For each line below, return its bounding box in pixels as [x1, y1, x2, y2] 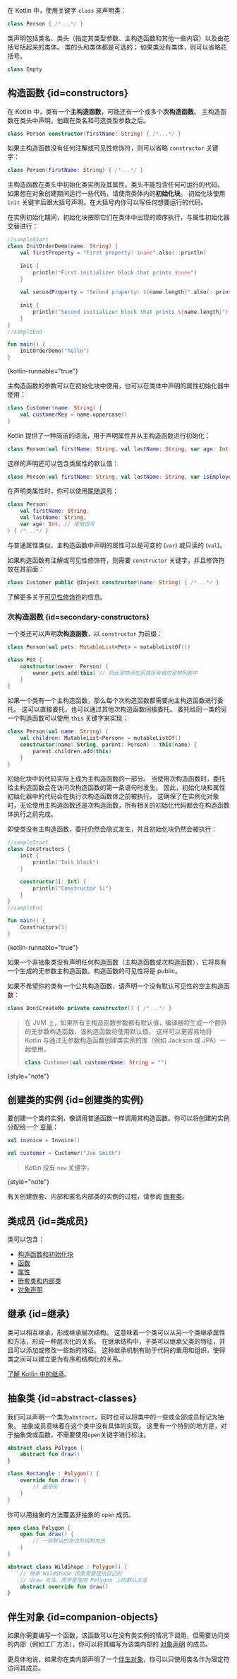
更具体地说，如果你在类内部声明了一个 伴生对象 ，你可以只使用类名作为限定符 [7, 1655, 230, 1663]
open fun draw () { [20, 1530, 74, 1538]
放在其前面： [7, 564, 44, 573]
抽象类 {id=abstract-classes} [7, 1393, 138, 1405]
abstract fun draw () [20, 1451, 80, 1458]
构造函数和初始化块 [17, 1250, 74, 1258]
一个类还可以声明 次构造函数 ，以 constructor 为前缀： [7, 629, 164, 638]
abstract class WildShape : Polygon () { [7, 1563, 128, 1570]
